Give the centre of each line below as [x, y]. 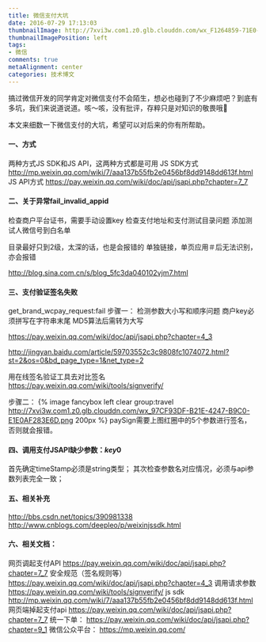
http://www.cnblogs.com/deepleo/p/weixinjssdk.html [95, 525]
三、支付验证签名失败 [43, 292]
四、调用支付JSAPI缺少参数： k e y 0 [65, 450]
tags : [17, 45]
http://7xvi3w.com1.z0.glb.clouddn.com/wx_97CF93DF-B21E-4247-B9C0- [129, 411]
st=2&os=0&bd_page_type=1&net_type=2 [76, 360]
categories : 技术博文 [42, 74]
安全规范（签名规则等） [88, 573]
